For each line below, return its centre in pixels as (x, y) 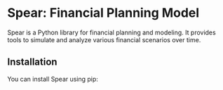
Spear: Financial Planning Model (103, 13)
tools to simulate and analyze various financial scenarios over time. (104, 39)
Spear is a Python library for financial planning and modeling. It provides (111, 32)
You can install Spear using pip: (53, 79)
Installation (32, 62)
